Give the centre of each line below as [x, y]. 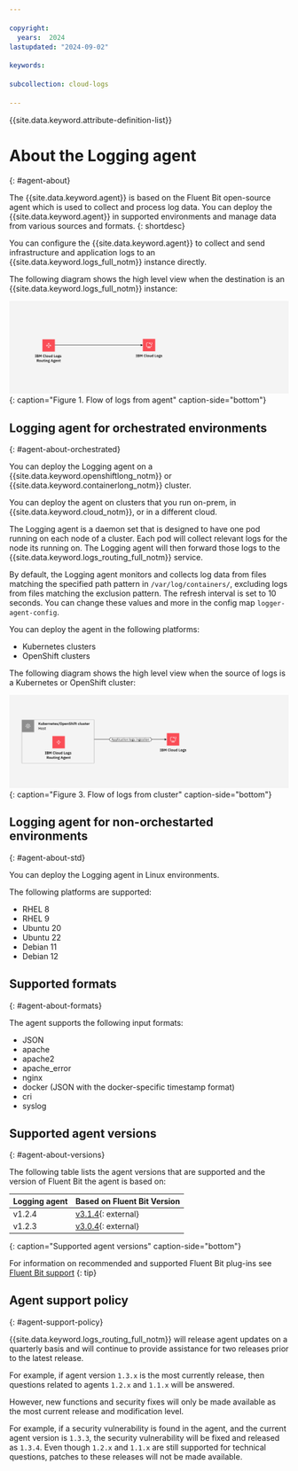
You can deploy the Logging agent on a [81, 466]
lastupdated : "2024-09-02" [59, 47]
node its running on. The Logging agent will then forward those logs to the [145, 548]
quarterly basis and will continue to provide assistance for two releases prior [149, 1349]
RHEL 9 [36, 919]
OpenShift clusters [56, 656]
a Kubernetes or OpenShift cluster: [72, 683]
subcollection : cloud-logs [59, 84]
